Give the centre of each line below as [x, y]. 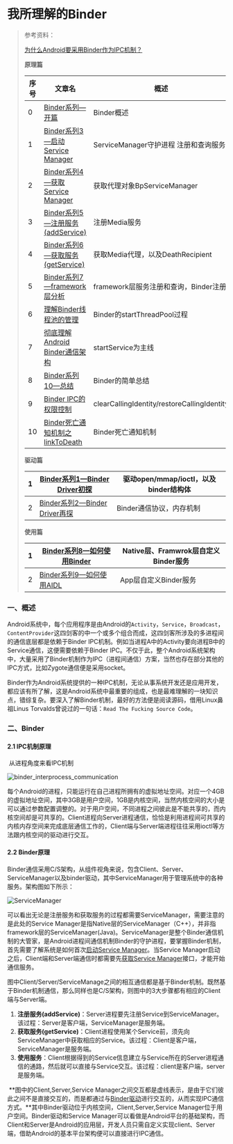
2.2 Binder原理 [29, 852]
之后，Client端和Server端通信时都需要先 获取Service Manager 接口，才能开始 [116, 958]
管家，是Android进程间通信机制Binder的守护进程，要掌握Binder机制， [125, 941]
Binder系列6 [64, 244]
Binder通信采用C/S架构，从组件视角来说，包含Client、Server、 [97, 869]
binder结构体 [170, 489]
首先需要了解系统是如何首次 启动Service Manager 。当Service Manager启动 [114, 949]
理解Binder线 [65, 309]
